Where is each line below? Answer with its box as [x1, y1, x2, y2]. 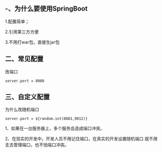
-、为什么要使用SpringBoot [5, 4, 88, 13]
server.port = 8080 [5, 78, 45, 83]
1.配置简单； [5, 19, 30, 24]
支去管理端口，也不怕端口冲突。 [5, 142, 69, 148]
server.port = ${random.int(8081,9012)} [5, 116, 88, 121]
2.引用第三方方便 [5, 29, 39, 35]
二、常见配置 [5, 55, 44, 63]
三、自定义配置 [5, 93, 50, 101]
